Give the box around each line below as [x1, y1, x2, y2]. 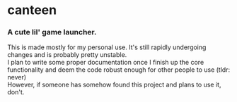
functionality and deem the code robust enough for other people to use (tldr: [7, 65, 231, 74]
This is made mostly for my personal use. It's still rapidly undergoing [7, 43, 207, 51]
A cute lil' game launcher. [7, 27, 97, 37]
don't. [7, 88, 25, 96]
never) [7, 73, 27, 82]
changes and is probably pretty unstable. [7, 51, 127, 59]
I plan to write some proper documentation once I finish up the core [7, 58, 204, 67]
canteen [7, 2, 57, 18]
